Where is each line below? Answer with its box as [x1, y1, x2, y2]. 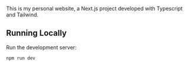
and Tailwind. [6, 11, 39, 18]
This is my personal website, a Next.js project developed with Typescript [6, 5, 183, 12]
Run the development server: [6, 43, 77, 51]
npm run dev [6, 55, 35, 61]
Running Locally [6, 28, 67, 38]
